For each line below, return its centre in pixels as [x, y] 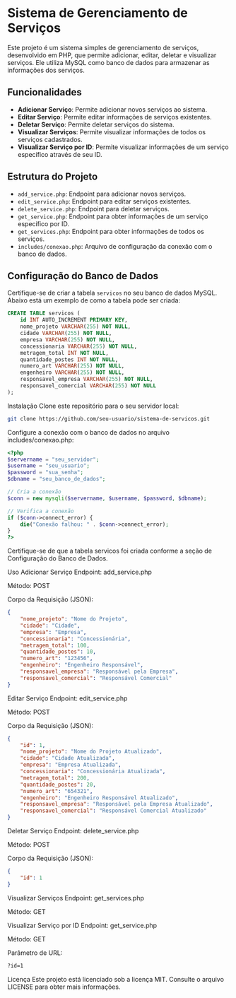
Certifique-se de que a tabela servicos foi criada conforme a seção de [110, 551]
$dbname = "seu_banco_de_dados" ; [57, 479]
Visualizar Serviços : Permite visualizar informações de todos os [112, 131]
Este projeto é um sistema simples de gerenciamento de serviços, [103, 47]
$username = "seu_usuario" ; [49, 466]
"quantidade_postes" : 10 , [58, 652]
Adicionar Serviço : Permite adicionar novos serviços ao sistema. [112, 109]
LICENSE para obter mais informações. [64, 987]
